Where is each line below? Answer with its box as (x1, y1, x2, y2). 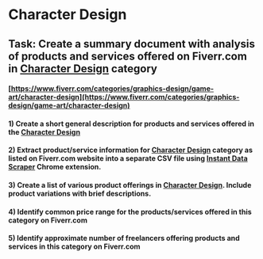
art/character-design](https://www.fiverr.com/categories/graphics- (8, 93, 240, 102)
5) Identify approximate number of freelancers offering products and (8, 234, 240, 243)
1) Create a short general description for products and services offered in (8, 119, 254, 128)
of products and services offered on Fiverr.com (8, 49, 248, 63)
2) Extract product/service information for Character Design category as (8, 145, 253, 155)
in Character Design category (8, 62, 157, 75)
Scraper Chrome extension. (8, 162, 102, 172)
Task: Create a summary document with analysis (8, 37, 256, 51)
